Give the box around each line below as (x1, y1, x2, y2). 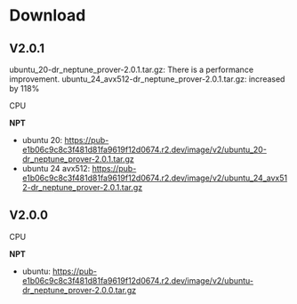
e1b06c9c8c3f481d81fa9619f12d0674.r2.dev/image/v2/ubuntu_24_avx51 (21, 172, 287, 183)
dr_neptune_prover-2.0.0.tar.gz (21, 284, 136, 295)
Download (9, 5, 86, 26)
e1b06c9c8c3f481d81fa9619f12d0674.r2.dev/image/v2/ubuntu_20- (21, 144, 267, 155)
